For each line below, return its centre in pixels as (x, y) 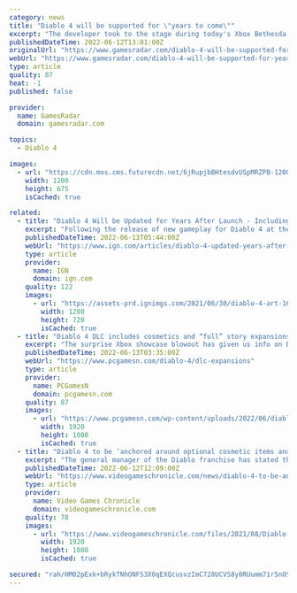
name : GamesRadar (49, 116)
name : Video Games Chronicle (86, 501)
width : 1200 (47, 181)
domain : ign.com (62, 279)
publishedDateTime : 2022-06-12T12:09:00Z (102, 468)
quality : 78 (47, 517)
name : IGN (50, 271)
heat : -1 (25, 83)
